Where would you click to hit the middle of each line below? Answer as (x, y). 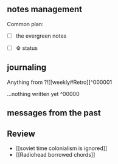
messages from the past (54, 113)
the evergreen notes (41, 36)
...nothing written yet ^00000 (43, 94)
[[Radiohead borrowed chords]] (55, 154)
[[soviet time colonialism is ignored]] (61, 148)
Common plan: (25, 24)
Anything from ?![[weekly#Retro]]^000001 (59, 82)
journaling (27, 68)
